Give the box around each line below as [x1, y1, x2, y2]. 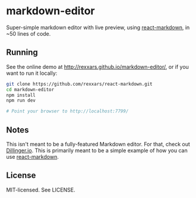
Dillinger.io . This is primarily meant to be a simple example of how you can [6, 147, 188, 154]
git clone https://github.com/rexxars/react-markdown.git [6, 81, 153, 87]
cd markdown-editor [6, 86, 55, 93]
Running [6, 48, 39, 58]
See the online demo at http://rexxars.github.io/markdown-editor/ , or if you [6, 63, 189, 70]
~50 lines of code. [6, 30, 51, 37]
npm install [6, 92, 36, 98]
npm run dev [6, 98, 36, 103]
